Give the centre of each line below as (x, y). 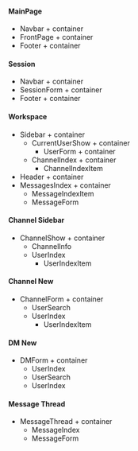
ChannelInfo (52, 246)
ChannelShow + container (62, 238)
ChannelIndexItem (73, 168)
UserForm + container (80, 151)
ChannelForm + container (61, 299)
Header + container (52, 177)
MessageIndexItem (63, 193)
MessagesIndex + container (65, 185)
